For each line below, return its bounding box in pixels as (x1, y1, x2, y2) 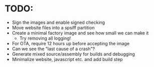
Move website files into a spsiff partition (12, 24, 95, 30)
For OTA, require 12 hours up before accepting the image (12, 40, 130, 46)
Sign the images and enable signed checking (12, 19, 105, 25)
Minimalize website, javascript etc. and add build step (12, 56, 123, 62)
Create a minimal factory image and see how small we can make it (12, 30, 149, 36)
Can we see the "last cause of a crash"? (12, 46, 95, 52)
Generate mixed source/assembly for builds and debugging (12, 51, 135, 57)
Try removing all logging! (19, 35, 71, 41)
